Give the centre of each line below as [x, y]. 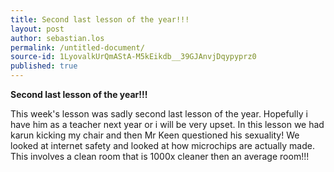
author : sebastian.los [57, 38]
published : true [44, 66]
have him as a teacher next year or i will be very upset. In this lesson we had [167, 124]
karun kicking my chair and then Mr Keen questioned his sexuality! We [155, 135]
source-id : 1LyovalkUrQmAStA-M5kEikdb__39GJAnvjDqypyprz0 [133, 57]
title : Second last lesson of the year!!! [100, 19]
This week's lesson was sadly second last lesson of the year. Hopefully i [159, 114]
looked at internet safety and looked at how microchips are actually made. [162, 145]
